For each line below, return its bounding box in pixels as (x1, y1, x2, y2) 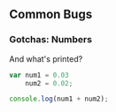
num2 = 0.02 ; (25, 78, 73, 87)
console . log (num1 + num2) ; (9, 94, 109, 104)
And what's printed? (9, 53, 83, 64)
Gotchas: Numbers (9, 34, 93, 46)
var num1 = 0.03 (9, 71, 69, 79)
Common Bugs (9, 7, 93, 22)
